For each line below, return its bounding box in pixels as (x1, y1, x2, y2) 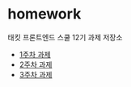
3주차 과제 (19, 69, 53, 79)
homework (7, 5, 82, 23)
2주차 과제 (19, 60, 53, 69)
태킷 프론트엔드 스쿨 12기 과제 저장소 (7, 32, 123, 42)
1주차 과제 (19, 49, 51, 59)
